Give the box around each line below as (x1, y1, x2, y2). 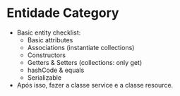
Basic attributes (27, 35, 73, 44)
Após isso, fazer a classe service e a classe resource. (16, 80, 174, 89)
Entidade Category (6, 5, 119, 21)
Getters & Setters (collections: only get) (27, 58, 143, 66)
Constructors (27, 51, 66, 59)
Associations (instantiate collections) (27, 43, 135, 52)
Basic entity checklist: (16, 28, 81, 37)
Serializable (27, 73, 61, 82)
